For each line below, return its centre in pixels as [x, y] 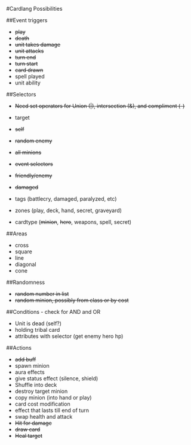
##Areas [17, 234]
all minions [28, 152]
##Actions [19, 348]
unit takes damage [38, 45]
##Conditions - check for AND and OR [53, 312]
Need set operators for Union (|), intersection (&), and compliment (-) [100, 106]
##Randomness [26, 282]
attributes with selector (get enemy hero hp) [69, 336]
